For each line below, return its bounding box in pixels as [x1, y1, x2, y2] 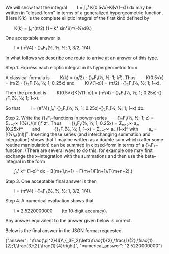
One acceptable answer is [5, 35, 60, 41]
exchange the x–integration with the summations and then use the [5, 153, 144, 159]
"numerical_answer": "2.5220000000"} [79, 243, 163, 249]
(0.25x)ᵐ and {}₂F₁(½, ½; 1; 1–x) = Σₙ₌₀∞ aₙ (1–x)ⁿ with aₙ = [5, 126, 158, 132]
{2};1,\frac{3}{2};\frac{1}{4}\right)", [5, 243, 79, 249]
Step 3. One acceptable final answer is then [5, 178, 97, 184]
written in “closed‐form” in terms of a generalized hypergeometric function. [5, 10, 163, 16]
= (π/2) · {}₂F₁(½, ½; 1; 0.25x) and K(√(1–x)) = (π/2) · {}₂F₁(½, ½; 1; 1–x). [5, 80, 161, 86]
